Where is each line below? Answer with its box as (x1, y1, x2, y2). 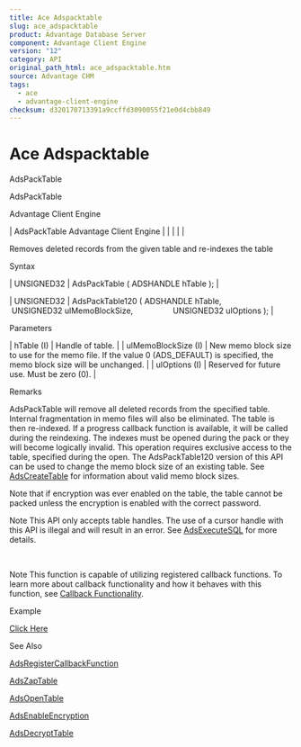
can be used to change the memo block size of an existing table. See (9, 461, 265, 472)
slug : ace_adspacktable (9, 22, 99, 31)
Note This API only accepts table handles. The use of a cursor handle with (9, 515, 284, 526)
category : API (9, 55, 63, 64)
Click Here (9, 623, 49, 634)
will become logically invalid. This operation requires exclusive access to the (9, 442, 292, 453)
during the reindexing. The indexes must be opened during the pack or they (9, 433, 289, 444)
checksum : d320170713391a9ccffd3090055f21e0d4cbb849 (9, 105, 211, 114)
